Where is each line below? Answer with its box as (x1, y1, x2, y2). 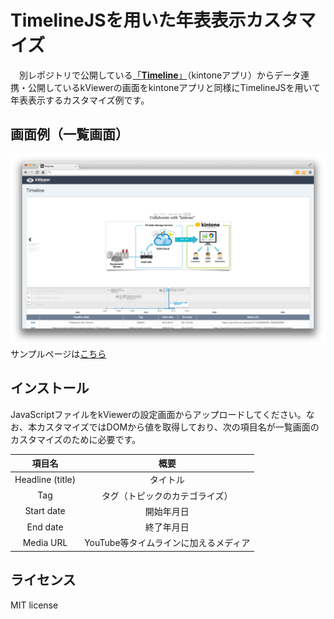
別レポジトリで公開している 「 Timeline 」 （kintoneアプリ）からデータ (18, 69, 302, 81)
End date (26, 521, 64, 533)
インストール (10, 380, 90, 397)
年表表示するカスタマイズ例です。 (10, 94, 150, 106)
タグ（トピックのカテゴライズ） (101, 489, 233, 501)
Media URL (22, 536, 68, 548)
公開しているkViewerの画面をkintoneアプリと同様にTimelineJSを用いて (27, 81, 322, 93)
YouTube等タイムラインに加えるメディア (84, 537, 251, 549)
